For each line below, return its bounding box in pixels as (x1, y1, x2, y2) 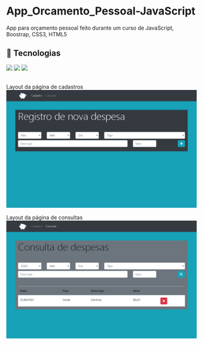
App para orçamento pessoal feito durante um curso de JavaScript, (6, 24, 174, 31)
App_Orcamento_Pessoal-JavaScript (6, 4, 196, 18)
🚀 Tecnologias (6, 48, 61, 59)
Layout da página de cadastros (6, 83, 83, 90)
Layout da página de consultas (6, 213, 83, 221)
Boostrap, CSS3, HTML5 (6, 30, 68, 37)
